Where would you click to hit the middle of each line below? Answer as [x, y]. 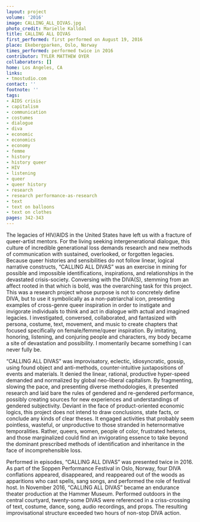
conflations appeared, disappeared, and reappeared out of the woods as [96, 475]
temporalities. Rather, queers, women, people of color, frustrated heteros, [96, 431]
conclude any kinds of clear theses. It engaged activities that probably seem [100, 418]
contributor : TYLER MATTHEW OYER [48, 56]
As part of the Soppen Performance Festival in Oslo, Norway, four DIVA [93, 468]
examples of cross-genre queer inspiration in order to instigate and [89, 305]
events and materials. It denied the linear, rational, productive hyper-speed [98, 374]
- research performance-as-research [52, 195]
